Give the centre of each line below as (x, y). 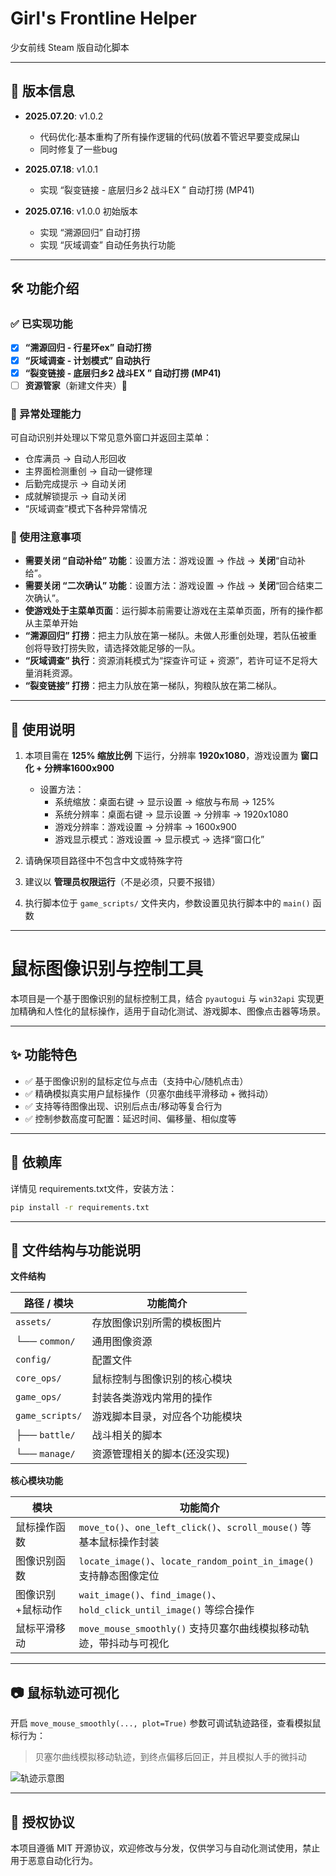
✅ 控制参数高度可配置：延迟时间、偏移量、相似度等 (130, 1118)
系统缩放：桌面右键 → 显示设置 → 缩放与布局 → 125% (165, 802)
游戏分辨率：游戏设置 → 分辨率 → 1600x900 (145, 827)
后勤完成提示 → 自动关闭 (75, 483)
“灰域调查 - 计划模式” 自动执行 (87, 360)
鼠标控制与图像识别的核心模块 (162, 1379)
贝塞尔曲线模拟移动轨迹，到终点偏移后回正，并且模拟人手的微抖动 (170, 1757)
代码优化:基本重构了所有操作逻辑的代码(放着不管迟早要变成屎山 (169, 136)
